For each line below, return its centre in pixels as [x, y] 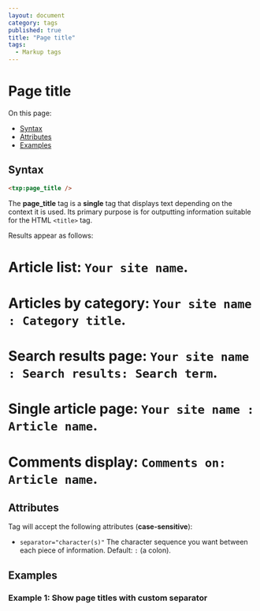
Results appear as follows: [51, 235]
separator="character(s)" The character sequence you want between [134, 542]
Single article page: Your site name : [131, 409]
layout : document [37, 15]
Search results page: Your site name [129, 356]
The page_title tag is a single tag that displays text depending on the [120, 203]
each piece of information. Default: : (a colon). [95, 550]
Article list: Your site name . [98, 267]
